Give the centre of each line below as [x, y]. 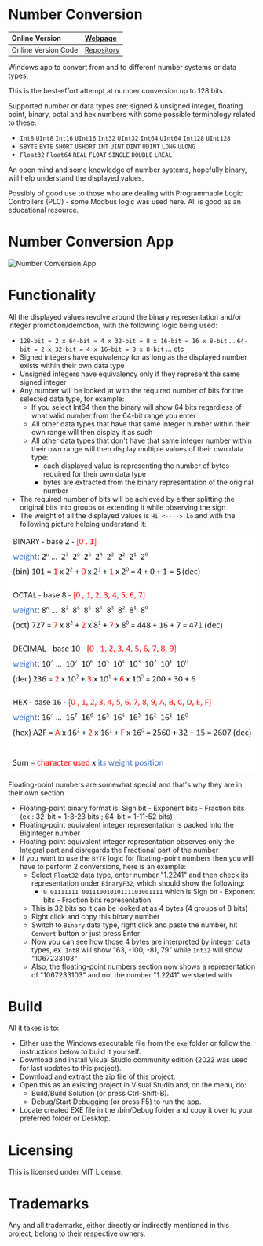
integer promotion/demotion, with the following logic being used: [113, 325]
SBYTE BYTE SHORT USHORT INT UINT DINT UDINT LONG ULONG [108, 147]
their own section [36, 793]
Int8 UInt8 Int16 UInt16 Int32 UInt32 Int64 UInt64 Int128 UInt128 [125, 139]
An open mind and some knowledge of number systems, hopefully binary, [128, 170]
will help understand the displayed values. [76, 178]
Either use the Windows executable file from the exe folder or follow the [135, 1043]
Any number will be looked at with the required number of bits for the [131, 391]
